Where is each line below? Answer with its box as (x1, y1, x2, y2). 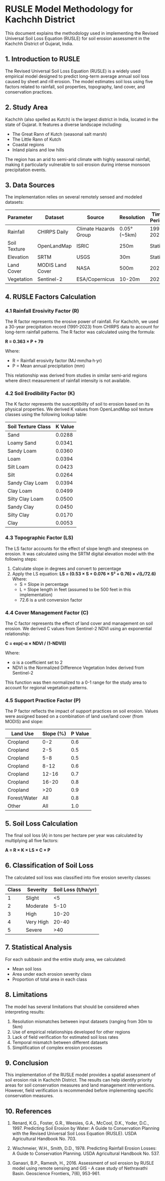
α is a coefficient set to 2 (12, 659, 63, 665)
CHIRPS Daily (37, 228, 69, 235)
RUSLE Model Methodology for (5, 3, 134, 15)
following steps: (5, 556, 37, 562)
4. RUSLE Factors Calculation (5, 292, 96, 301)
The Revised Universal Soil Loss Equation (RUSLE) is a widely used (5, 68, 141, 74)
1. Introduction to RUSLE (5, 55, 80, 64)
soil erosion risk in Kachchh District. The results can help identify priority (5, 1077, 152, 1083)
